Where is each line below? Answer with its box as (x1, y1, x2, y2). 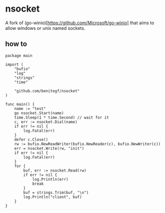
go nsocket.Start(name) (14, 111, 64, 116)
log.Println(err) (32, 177, 69, 182)
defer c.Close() (14, 137, 49, 142)
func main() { (5, 101, 35, 107)
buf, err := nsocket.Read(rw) (23, 168, 87, 173)
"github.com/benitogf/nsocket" (14, 88, 80, 93)
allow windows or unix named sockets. (5, 25, 86, 31)
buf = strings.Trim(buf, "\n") (23, 190, 89, 195)
